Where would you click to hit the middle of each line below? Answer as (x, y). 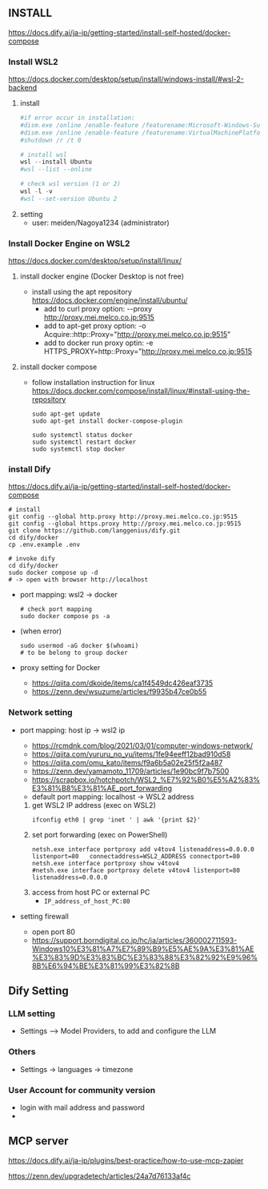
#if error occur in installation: (77, 118)
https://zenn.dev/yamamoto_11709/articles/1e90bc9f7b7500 (130, 771)
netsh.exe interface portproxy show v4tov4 (106, 863)
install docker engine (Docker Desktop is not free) (102, 276)
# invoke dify (32, 559)
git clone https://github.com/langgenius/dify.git (94, 531)
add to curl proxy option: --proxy (98, 309)
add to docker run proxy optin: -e (98, 343)
